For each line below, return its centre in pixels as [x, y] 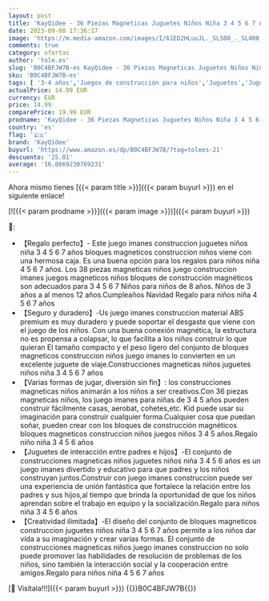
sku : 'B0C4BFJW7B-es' [44, 75]
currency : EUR [32, 98]
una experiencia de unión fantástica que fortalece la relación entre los [135, 487]
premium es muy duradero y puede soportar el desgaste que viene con [137, 322]
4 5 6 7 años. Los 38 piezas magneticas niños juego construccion [128, 270]
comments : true [34, 46]
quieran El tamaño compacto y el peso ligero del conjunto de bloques [134, 347]
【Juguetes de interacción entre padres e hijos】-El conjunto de [126, 452]
